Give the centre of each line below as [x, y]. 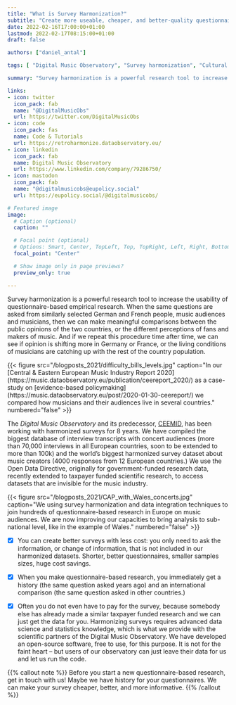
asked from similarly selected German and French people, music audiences [116, 314]
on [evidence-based [54, 387]
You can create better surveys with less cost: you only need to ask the [119, 540]
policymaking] [106, 387]
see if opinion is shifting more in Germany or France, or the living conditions [117, 344]
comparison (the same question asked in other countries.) [101, 592]
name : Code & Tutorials [48, 136]
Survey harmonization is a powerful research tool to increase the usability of [118, 299]
